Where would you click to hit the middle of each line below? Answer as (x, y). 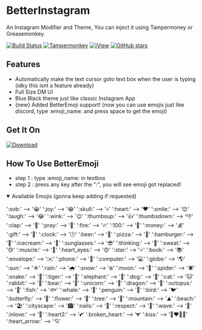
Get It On (23, 130)
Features (23, 64)
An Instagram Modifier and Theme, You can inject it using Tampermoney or (99, 27)
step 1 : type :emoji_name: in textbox (60, 178)
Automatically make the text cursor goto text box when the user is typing (105, 79)
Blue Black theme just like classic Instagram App (75, 98)
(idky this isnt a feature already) (55, 85)
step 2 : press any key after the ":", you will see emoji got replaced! (98, 184)
